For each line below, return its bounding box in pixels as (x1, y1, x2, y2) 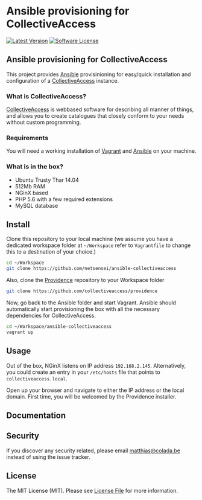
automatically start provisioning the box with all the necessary (6, 306, 160, 313)
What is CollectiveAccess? (6, 92, 86, 100)
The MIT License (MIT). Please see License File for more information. (6, 487, 178, 494)
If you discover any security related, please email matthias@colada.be (6, 447, 181, 454)
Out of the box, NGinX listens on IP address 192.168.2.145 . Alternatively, (6, 362, 186, 369)
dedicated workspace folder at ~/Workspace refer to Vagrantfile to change (6, 242, 191, 249)
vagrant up (6, 329, 34, 335)
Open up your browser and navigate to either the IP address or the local (6, 386, 185, 394)
